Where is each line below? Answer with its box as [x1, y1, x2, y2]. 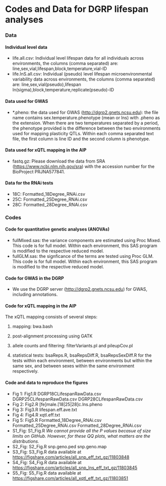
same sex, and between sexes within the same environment [12, 363, 135, 369]
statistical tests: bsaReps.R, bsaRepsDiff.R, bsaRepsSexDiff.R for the [12, 352, 152, 358]
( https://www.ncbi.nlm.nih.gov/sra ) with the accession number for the [12, 163, 155, 169]
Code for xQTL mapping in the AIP [5, 303, 77, 309]
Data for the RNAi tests [5, 180, 54, 186]
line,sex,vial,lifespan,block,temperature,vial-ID [12, 66, 108, 72]
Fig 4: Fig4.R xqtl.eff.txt [12, 411, 60, 418]
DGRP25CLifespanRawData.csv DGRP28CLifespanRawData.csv [12, 396, 143, 402]
